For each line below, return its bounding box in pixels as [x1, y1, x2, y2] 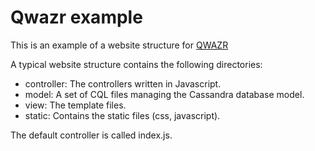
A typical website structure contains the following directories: [10, 58, 263, 70]
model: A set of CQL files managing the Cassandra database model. [24, 88, 305, 100]
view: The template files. [24, 99, 127, 111]
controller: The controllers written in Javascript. [24, 77, 222, 90]
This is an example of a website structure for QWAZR [10, 39, 229, 51]
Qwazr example [10, 6, 143, 29]
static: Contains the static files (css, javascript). [24, 109, 221, 121]
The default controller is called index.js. [10, 129, 173, 141]
